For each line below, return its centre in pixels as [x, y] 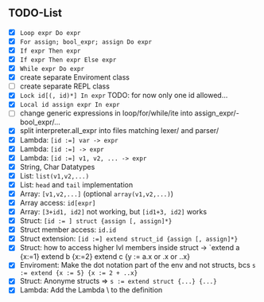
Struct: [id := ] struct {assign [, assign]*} [96, 221]
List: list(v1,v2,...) [54, 175]
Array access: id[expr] [58, 202]
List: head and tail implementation [76, 184]
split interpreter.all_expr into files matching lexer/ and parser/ [119, 131]
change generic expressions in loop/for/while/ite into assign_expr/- [130, 113]
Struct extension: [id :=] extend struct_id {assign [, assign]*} [129, 239]
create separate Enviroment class [74, 77]
